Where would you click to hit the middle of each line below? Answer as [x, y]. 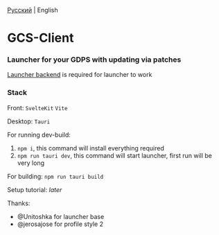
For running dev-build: [39, 134]
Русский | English [33, 10]
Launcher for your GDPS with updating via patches [94, 60]
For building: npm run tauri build [55, 176]
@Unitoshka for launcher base [61, 216]
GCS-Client [41, 38]
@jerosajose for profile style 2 [60, 224]
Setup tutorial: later [35, 189]
